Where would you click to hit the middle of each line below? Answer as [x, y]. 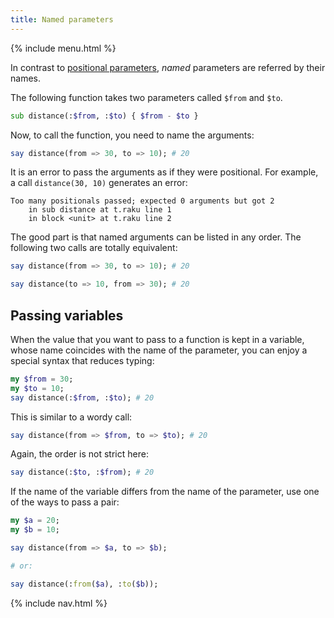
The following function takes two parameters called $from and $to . [146, 97]
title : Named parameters [62, 19]
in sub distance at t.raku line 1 [100, 210]
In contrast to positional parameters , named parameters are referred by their [168, 67]
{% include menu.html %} [63, 48]
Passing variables [67, 315]
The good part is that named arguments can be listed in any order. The [156, 237]
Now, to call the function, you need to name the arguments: [132, 135]
